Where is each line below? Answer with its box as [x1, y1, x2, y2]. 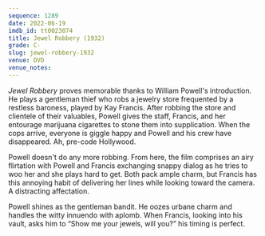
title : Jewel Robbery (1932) [8, 34, 105, 42]
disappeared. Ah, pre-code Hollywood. [8, 137, 136, 146]
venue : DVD [8, 57, 45, 65]
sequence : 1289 [8, 11, 59, 20]
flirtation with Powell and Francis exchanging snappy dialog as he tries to [8, 161, 248, 170]
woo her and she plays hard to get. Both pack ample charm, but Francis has [8, 169, 258, 178]
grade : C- [8, 42, 42, 50]
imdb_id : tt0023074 [8, 26, 73, 34]
